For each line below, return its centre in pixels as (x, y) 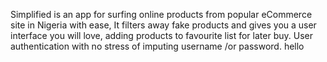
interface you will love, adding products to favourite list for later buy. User (161, 35)
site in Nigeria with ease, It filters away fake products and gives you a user (163, 25)
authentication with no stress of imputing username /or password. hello (157, 46)
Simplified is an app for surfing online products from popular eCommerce (161, 14)
